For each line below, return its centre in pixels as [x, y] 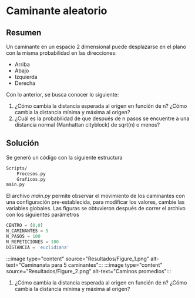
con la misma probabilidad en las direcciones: [61, 53]
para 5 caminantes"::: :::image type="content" [107, 265]
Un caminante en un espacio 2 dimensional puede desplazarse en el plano [96, 47]
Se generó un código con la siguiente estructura [64, 157]
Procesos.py [31, 174]
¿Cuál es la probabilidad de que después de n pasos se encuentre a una [102, 118]
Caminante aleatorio [57, 11]
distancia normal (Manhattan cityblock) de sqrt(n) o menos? [87, 125]
